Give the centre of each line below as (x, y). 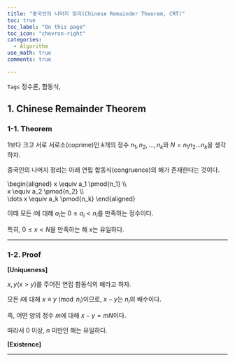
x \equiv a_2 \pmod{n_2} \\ (45, 192)
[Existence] (24, 344)
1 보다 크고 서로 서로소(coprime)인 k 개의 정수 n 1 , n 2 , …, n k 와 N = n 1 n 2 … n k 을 (110, 146)
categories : (24, 40)
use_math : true (29, 53)
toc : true (22, 20)
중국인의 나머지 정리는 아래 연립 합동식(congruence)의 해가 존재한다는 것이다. (114, 170)
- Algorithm (31, 46)
